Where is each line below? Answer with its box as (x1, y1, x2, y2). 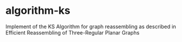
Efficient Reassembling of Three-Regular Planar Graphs (5, 29, 140, 36)
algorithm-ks (5, 4, 71, 17)
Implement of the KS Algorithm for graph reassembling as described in (5, 23, 177, 30)
